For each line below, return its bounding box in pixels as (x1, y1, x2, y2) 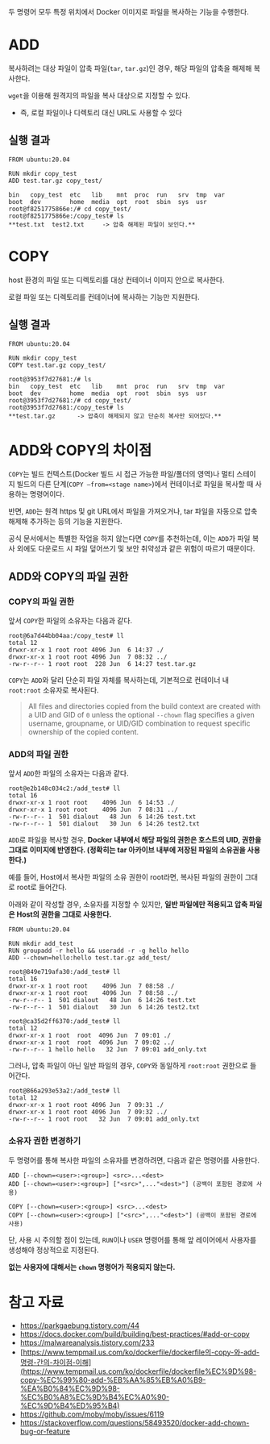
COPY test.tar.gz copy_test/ (8, 361, 106, 369)
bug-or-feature (19, 1426, 71, 1436)
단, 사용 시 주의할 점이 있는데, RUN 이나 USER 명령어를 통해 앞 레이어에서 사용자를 (8, 1234, 256, 1244)
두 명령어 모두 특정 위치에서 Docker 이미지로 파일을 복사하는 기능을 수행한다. (8, 7, 250, 16)
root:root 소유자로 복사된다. (8, 685, 99, 695)
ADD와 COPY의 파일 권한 (8, 569, 129, 583)
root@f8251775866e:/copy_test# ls (8, 212, 125, 220)
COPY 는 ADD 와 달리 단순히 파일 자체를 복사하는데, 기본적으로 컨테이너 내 (8, 676, 230, 685)
